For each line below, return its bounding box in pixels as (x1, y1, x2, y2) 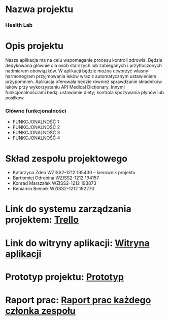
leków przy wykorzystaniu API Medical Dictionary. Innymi (5, 84, 125, 90)
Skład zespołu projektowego (5, 153, 128, 164)
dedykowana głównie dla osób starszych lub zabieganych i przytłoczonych (5, 62, 162, 69)
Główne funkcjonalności (5, 107, 66, 114)
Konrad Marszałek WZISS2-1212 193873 (12, 180, 96, 186)
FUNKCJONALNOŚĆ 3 (12, 130, 60, 136)
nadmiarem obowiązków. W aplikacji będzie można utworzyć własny (5, 68, 149, 74)
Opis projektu (5, 41, 63, 52)
